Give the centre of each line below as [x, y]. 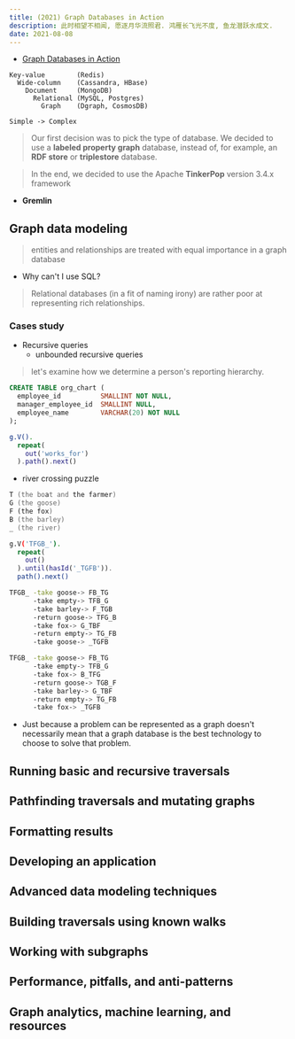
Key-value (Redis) [57, 75]
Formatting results [61, 831]
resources [38, 1025]
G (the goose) [35, 503]
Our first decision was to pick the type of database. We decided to [152, 138]
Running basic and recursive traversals [120, 771]
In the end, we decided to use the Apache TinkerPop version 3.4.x [152, 174]
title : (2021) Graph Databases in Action [87, 17]
